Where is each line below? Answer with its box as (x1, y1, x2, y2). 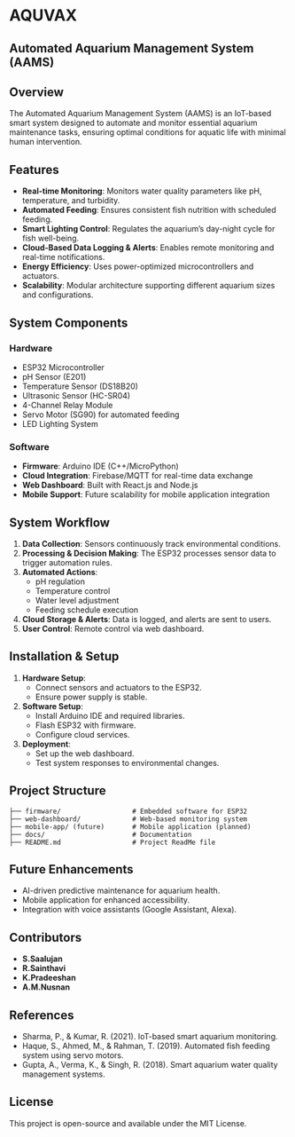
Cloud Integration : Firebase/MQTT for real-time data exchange (21, 470, 253, 481)
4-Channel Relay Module (21, 399, 113, 410)
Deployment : (21, 738, 71, 749)
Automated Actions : (21, 567, 98, 577)
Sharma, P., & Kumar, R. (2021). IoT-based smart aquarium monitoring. (21, 1031, 278, 1042)
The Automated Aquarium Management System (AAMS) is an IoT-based (9, 108, 272, 119)
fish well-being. (21, 233, 80, 244)
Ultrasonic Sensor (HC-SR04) (21, 390, 131, 400)
